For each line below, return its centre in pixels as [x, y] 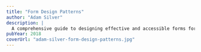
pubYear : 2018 [24, 34]
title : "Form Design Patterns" [45, 12]
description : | [25, 23]
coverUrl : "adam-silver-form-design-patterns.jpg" [71, 39]
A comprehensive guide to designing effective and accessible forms [99, 28]
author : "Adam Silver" [34, 17]
